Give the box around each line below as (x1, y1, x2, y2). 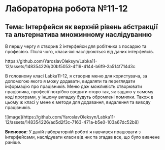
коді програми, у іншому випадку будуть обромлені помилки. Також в (5, 94, 154, 100)
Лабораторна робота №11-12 (5, 3, 128, 14)
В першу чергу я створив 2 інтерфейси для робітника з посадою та (5, 43, 147, 49)
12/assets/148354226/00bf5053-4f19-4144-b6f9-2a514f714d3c (5, 64, 135, 69)
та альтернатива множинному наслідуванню (5, 30, 152, 38)
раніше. (5, 139, 21, 145)
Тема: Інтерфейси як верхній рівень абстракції (5, 23, 158, 31)
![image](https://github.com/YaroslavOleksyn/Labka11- (5, 114, 116, 120)
